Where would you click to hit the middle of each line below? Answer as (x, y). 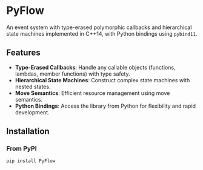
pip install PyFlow (31, 161)
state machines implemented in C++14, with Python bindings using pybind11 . (102, 33)
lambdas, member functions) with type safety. (72, 74)
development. (32, 112)
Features (23, 53)
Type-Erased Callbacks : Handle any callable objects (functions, (95, 67)
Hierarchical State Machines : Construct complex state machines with (102, 80)
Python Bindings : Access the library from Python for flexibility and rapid (105, 106)
